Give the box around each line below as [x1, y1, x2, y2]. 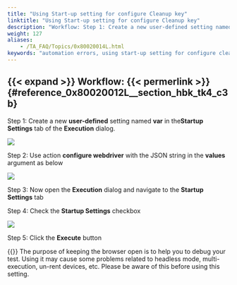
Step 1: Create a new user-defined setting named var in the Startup [7, 116, 203, 125]
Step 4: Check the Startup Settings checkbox [7, 206, 141, 215]
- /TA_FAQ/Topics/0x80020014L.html [20, 43, 125, 50]
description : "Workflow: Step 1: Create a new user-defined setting [7, 23, 213, 30]
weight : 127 [7, 30, 42, 37]
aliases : [7, 37, 33, 44]
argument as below [7, 158, 63, 166]
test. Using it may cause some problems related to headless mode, [7, 255, 201, 263]
